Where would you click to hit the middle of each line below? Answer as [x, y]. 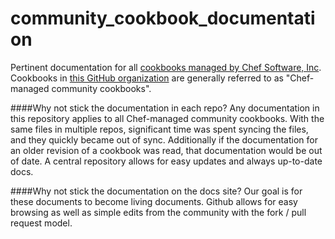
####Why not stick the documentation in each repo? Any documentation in [165, 108]
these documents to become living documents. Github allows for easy [154, 201]
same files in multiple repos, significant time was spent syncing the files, [159, 129]
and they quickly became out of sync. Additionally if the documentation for [164, 139]
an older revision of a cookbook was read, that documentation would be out [166, 150]
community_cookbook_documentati [163, 18]
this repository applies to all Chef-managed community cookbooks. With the [167, 118]
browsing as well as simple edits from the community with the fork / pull [158, 212]
